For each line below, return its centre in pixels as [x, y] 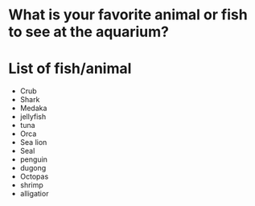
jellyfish [33, 117]
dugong [33, 168]
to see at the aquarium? [89, 32]
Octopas [34, 177]
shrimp [32, 185]
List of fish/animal [70, 69]
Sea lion [33, 142]
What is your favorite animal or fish [128, 15]
